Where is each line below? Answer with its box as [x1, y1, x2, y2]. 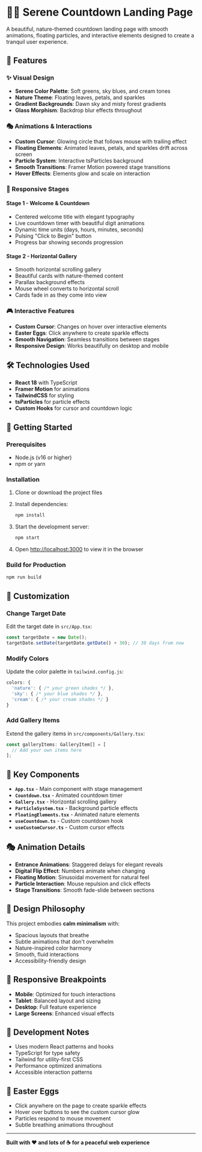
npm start [14, 535, 40, 541]
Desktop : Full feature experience [14, 1003, 97, 1011]
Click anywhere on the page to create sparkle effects [14, 1102, 147, 1109]
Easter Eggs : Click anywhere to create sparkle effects [14, 329, 149, 336]
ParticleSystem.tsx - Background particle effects [14, 805, 138, 812]
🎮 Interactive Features [6, 307, 75, 315]
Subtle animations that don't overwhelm [14, 938, 114, 945]
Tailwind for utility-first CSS [14, 1056, 84, 1063]
